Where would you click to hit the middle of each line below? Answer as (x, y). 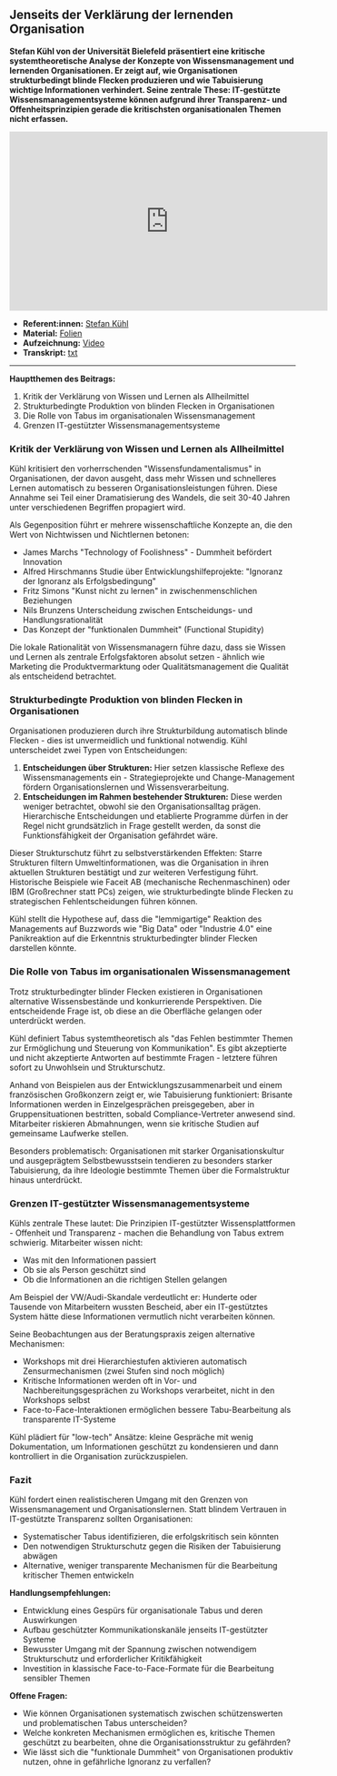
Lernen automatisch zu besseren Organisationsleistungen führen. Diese (144, 488)
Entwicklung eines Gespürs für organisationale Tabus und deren (143, 1610)
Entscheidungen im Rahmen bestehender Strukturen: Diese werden (152, 797)
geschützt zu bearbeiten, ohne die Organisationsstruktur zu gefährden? (156, 1742)
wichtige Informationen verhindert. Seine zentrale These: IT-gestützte (145, 89)
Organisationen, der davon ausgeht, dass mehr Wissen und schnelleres (143, 479)
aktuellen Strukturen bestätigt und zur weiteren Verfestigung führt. (134, 873)
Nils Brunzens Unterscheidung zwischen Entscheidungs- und (137, 610)
